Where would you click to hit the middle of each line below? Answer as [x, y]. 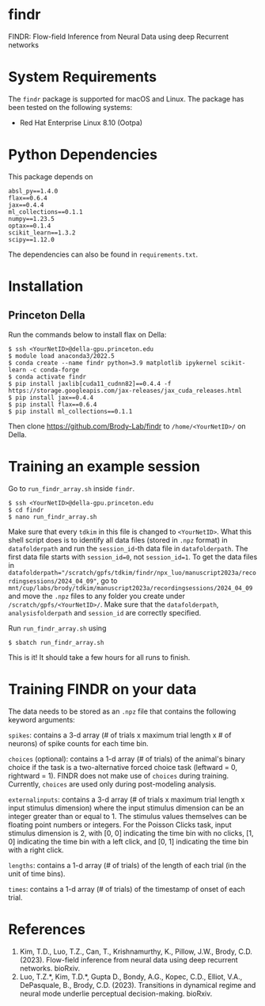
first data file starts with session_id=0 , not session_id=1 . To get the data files [133, 557]
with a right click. [36, 850]
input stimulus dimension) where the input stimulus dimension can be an [126, 808]
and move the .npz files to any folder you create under [97, 596]
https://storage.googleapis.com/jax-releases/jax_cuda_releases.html [125, 391]
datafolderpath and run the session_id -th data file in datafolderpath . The [128, 548]
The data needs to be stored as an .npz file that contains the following [122, 711]
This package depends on [51, 177]
